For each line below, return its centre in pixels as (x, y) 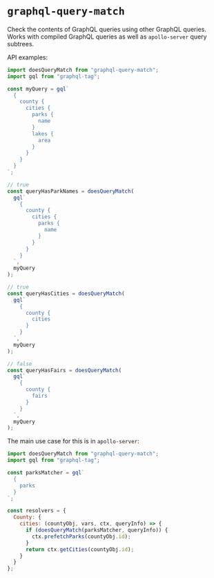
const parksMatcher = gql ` (46, 473)
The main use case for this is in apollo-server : (73, 441)
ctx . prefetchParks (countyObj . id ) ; (81, 537)
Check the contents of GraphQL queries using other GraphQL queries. (107, 29)
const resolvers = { (37, 511)
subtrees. (21, 44)
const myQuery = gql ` (38, 89)
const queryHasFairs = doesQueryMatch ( (65, 370)
